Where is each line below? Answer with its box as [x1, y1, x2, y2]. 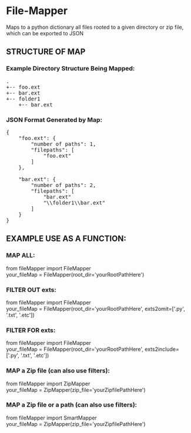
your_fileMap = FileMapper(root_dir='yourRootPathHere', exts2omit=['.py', [6, 305, 185, 312]
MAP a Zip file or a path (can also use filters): [6, 401, 138, 409]
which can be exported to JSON [6, 29, 84, 36]
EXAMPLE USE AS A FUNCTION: [6, 234, 126, 244]
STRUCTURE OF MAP [6, 47, 86, 57]
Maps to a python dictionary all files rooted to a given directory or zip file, [6, 24, 184, 31]
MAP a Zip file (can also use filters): [6, 367, 110, 375]
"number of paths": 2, [31, 182, 96, 189]
